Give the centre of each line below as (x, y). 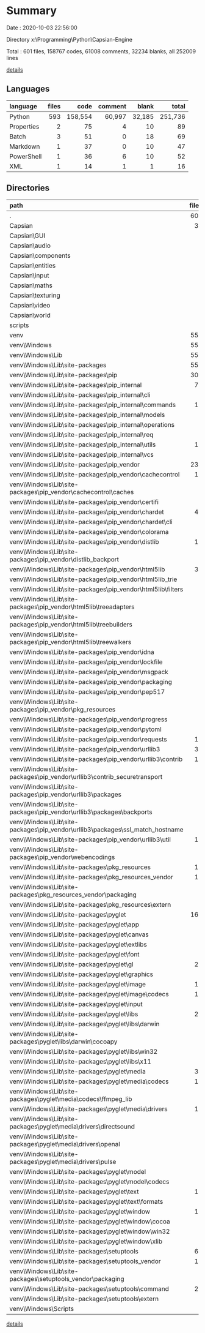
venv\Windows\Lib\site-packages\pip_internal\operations (92, 424)
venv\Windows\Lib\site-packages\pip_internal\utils (83, 445)
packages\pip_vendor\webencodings (62, 857)
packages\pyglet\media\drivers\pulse (63, 1162)
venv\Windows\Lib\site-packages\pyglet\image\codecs (89, 994)
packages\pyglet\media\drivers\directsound (72, 1126)
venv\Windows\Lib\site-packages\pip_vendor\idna (82, 651)
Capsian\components (40, 255)
